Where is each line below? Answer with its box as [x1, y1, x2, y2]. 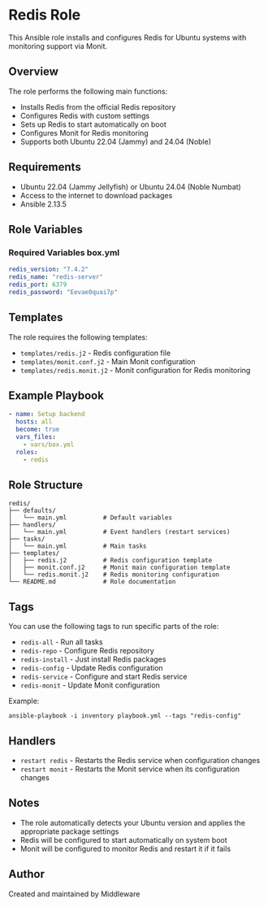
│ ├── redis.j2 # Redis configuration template [8, 557, 213, 565]
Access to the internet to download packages [19, 190, 173, 200]
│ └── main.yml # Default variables [8, 514, 173, 522]
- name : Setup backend [8, 410, 85, 419]
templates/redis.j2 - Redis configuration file [19, 348, 171, 358]
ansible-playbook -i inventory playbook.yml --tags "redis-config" [8, 712, 242, 720]
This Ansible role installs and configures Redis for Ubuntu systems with [8, 33, 247, 42]
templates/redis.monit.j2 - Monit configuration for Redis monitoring [19, 365, 251, 375]
